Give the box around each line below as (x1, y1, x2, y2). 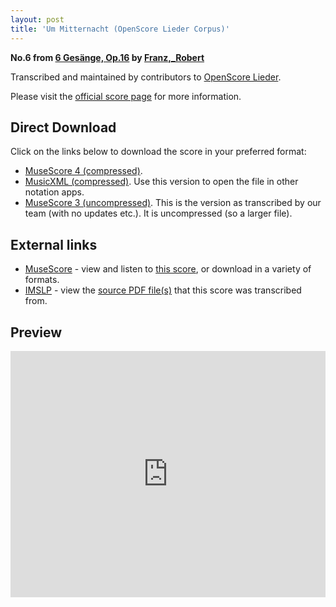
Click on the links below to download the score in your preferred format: (10, 146, 307, 158)
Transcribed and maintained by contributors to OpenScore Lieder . (10, 71, 282, 83)
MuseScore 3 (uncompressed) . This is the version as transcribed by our (24, 197, 322, 209)
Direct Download (10, 119, 117, 136)
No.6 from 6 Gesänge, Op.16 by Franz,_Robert (10, 51, 205, 63)
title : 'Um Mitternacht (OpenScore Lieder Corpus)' (10, 24, 230, 34)
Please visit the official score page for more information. (10, 90, 242, 102)
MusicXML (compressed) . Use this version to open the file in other (24, 176, 299, 188)
